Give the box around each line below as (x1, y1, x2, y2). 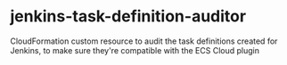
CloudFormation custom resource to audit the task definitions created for (10, 36, 278, 46)
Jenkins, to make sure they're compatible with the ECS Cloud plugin (10, 45, 259, 55)
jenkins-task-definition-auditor (10, 6, 247, 27)
